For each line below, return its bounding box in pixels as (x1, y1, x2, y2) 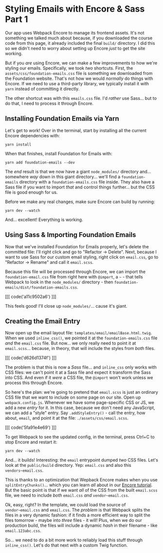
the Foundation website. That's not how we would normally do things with (5, 75, 153, 81)
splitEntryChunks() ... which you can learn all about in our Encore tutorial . (5, 482, 153, 488)
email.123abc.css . (5, 528, 41, 534)
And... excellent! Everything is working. (5, 217, 84, 222)
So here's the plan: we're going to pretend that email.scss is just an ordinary (5, 389, 158, 395)
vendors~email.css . (5, 467, 44, 473)
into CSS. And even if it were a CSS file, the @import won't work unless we (5, 375, 153, 381)
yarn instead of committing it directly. (5, 86, 80, 92)
